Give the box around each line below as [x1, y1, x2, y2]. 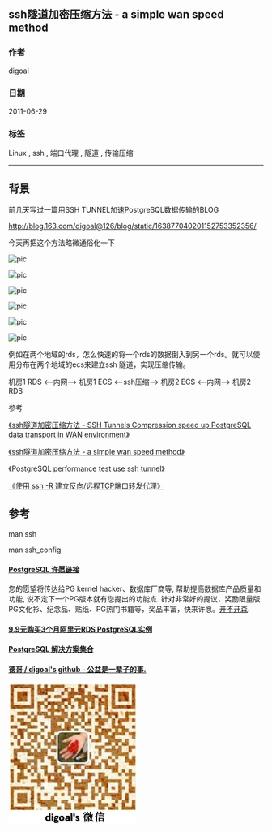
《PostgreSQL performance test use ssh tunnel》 [8, 463, 165, 473]
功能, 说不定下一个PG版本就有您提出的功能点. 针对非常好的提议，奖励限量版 [8, 594, 261, 604]
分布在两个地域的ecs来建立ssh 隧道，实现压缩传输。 [15, 360, 190, 369]
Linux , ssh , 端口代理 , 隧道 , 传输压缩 [8, 149, 134, 158]
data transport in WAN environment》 [8, 429, 130, 440]
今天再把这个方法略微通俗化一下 [8, 238, 115, 248]
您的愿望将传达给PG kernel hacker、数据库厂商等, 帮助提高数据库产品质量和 [8, 584, 261, 594]
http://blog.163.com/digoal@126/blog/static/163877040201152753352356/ [8, 222, 257, 231]
